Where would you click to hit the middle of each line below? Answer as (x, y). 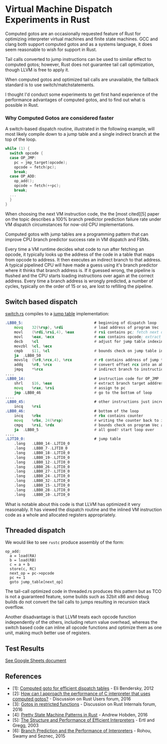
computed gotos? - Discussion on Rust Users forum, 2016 (72, 699)
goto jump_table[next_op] (37, 582)
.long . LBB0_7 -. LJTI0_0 (41, 448)
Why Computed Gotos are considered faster (60, 118)
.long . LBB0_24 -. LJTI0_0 (42, 476)
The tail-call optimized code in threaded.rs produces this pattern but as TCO (83, 591)
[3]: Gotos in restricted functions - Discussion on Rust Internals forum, (84, 704)
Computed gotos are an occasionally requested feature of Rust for (73, 33)
